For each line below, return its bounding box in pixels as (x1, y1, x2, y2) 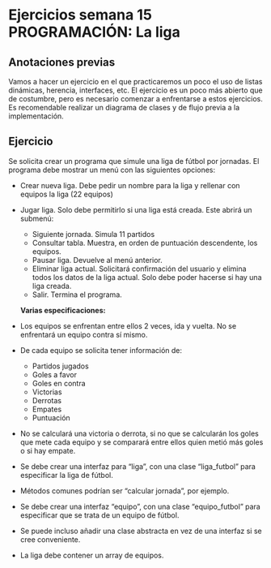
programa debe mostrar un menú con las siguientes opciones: (8, 165, 216, 174)
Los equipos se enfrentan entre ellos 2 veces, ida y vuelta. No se (19, 321, 237, 330)
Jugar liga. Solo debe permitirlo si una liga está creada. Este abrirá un (19, 204, 252, 214)
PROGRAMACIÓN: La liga (8, 23, 180, 41)
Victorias (32, 387, 62, 397)
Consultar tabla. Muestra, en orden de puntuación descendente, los (32, 238, 258, 247)
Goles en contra (32, 378, 87, 388)
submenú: (19, 213, 54, 223)
